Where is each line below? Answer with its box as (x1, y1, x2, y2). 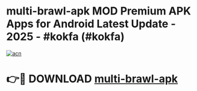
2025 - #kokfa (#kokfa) (6, 30, 125, 43)
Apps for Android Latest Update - (6, 17, 176, 31)
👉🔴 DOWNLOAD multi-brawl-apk (6, 72, 178, 86)
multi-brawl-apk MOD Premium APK (6, 4, 192, 18)
